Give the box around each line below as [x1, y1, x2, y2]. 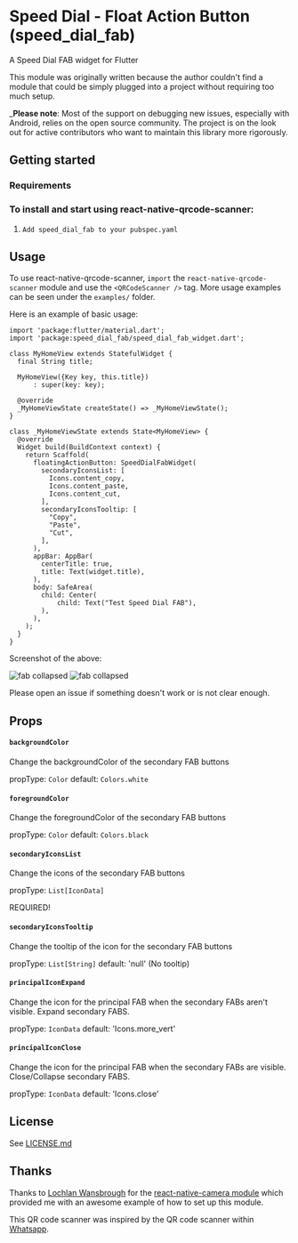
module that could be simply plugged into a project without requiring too [9, 81, 274, 92]
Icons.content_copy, [48, 474, 125, 483]
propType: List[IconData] [9, 885, 105, 896]
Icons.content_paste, [48, 482, 129, 491]
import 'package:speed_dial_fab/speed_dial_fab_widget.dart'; [9, 334, 245, 343]
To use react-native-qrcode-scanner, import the [9, 273, 185, 284]
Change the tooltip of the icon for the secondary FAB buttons [9, 940, 233, 951]
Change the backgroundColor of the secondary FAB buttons [9, 756, 230, 767]
